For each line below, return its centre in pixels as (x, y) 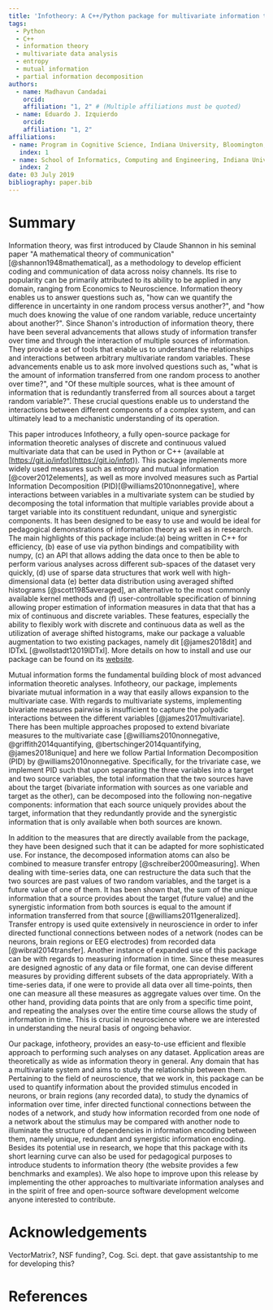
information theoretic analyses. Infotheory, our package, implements (123, 683)
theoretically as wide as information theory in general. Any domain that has (134, 1061)
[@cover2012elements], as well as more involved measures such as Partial (133, 477)
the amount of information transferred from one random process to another (134, 375)
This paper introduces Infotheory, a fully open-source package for (119, 434)
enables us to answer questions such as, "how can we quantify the (121, 297)
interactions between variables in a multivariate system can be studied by (132, 494)
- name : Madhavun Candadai (61, 92)
